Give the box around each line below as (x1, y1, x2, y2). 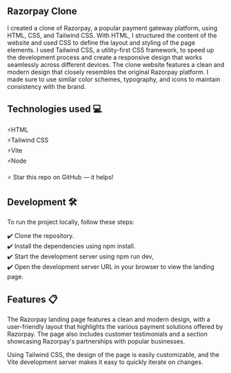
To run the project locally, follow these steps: (7, 218, 134, 226)
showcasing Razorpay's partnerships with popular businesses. (7, 337, 185, 345)
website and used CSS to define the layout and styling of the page (7, 38, 195, 47)
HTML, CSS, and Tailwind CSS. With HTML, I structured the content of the (7, 31, 217, 39)
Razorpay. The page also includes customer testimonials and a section (7, 330, 208, 339)
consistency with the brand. (7, 82, 86, 90)
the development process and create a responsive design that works (7, 53, 202, 61)
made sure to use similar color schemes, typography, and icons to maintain (7, 75, 221, 83)
